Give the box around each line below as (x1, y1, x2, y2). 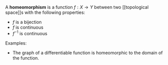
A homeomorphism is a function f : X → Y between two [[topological (5, 4, 149, 10)
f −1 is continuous (12, 30, 48, 36)
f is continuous (12, 24, 44, 30)
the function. (12, 55, 39, 61)
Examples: (5, 40, 27, 46)
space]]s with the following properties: (5, 9, 86, 15)
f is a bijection (12, 19, 42, 25)
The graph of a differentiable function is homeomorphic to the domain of (12, 50, 163, 56)
